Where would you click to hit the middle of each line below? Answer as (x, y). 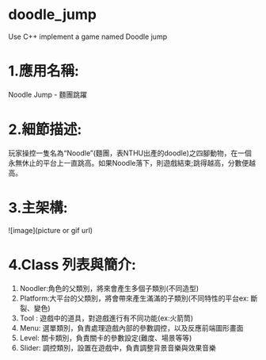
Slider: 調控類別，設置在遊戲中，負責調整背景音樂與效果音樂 (118, 347)
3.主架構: (38, 208)
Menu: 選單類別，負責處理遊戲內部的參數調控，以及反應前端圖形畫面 (131, 327)
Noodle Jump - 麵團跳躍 (47, 94)
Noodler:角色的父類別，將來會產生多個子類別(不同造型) (109, 288)
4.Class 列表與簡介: (72, 264)
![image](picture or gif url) (51, 230)
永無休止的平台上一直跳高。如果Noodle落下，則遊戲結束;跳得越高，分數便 (129, 163)
